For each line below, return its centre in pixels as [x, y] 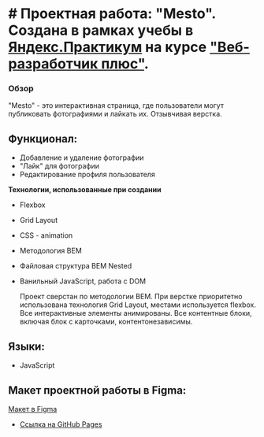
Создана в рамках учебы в [101, 30]
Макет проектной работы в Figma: [97, 390]
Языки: [26, 346]
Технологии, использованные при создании [85, 190]
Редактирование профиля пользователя [87, 175]
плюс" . [125, 64]
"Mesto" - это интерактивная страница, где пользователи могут [116, 106]
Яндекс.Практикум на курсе [108, 47]
